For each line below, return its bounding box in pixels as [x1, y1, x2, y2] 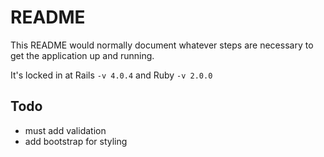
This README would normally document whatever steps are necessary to [10, 39, 314, 51]
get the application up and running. [10, 49, 155, 61]
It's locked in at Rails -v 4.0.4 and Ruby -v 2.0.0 [10, 69, 213, 81]
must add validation [24, 124, 107, 136]
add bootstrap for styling [24, 135, 128, 147]
